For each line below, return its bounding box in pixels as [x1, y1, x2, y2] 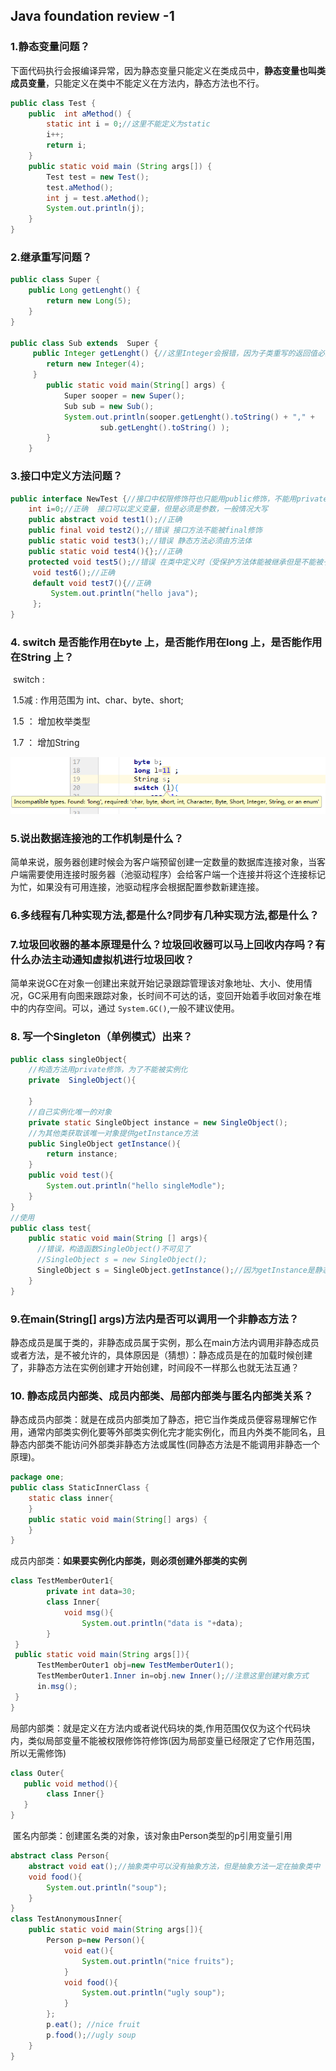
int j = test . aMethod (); [46, 193, 150, 203]
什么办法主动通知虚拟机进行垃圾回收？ [10, 952, 195, 966]
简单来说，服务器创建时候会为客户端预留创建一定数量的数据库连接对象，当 [10, 856, 317, 868]
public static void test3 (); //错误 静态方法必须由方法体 [28, 536, 253, 546]
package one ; [10, 1472, 65, 1483]
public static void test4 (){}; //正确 [28, 546, 183, 556]
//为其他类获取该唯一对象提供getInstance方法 [28, 1128, 199, 1138]
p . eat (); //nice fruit [46, 2020, 141, 2030]
